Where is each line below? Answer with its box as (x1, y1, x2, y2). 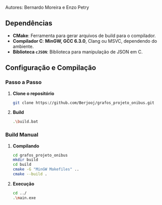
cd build (12, 162, 32, 167)
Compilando (12, 142, 40, 149)
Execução (12, 181, 35, 187)
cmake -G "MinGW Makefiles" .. (12, 167, 79, 172)
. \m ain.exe (12, 195, 36, 200)
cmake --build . (12, 171, 47, 177)
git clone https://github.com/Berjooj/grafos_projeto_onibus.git (12, 100, 154, 105)
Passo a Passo (5, 79, 42, 86)
